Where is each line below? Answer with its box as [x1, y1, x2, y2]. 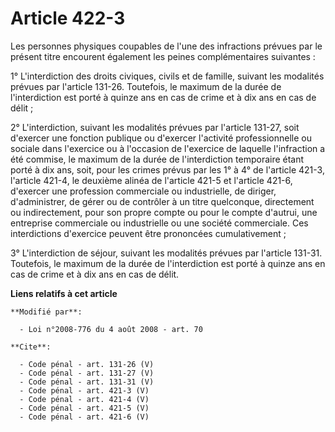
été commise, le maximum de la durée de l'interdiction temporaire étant [10, 153, 305, 165]
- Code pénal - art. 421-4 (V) [19, 394, 150, 404]
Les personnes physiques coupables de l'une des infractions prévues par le [10, 40, 323, 52]
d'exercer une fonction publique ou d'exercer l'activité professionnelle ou [10, 132, 313, 144]
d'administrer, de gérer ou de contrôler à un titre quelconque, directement [10, 195, 315, 207]
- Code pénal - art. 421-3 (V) [19, 385, 150, 396]
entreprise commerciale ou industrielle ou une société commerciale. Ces [10, 217, 309, 229]
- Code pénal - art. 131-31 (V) [19, 377, 155, 387]
